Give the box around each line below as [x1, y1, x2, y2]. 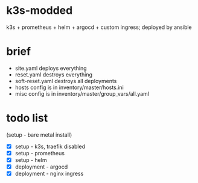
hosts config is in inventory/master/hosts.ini [14, 84, 124, 91]
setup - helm [14, 156, 47, 163]
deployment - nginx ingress [14, 170, 84, 178]
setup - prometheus [14, 149, 65, 157]
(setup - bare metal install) [6, 131, 72, 138]
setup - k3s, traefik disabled [14, 143, 86, 150]
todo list [6, 111, 48, 125]
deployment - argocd [14, 163, 68, 170]
